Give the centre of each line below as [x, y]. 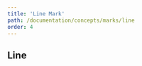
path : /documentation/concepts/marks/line [71, 20]
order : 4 [20, 27]
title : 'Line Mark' [36, 14]
